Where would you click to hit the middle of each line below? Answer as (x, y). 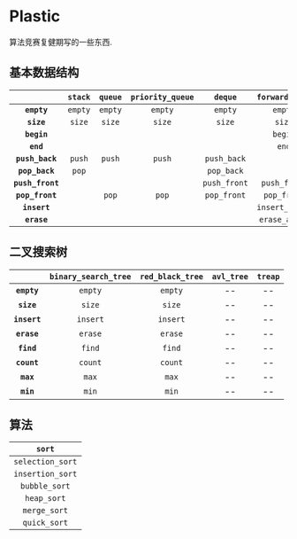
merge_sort (46, 511)
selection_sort (46, 462)
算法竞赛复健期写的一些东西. (61, 42)
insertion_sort (46, 474)
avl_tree (230, 276)
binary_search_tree (91, 276)
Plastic (34, 16)
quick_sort (46, 523)
